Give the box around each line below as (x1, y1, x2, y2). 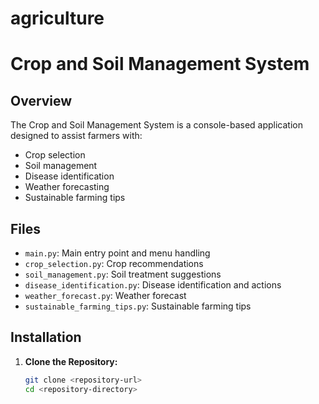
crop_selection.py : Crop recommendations (24, 258, 204, 269)
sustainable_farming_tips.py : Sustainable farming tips (24, 300, 252, 312)
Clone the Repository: (24, 355, 118, 367)
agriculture (10, 7, 105, 30)
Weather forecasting (24, 181, 110, 193)
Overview (10, 92, 73, 109)
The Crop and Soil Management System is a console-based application (10, 119, 303, 131)
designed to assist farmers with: (10, 130, 143, 142)
